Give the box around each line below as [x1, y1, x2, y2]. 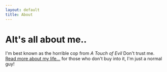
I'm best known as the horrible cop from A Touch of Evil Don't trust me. [5, 50, 155, 56]
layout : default [5, 7, 40, 13]
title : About [5, 12, 33, 17]
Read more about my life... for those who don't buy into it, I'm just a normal [5, 56, 162, 62]
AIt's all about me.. [5, 34, 87, 45]
